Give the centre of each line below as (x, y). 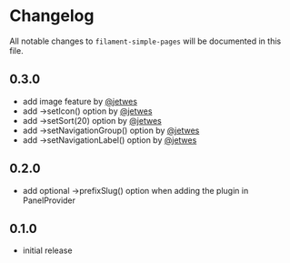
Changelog (52, 16)
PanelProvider (49, 200)
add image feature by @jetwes (80, 101)
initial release (47, 250)
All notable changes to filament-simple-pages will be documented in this (145, 41)
